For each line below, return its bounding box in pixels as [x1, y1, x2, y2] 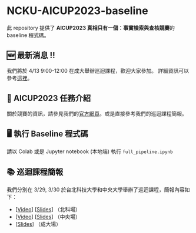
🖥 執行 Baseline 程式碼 [6, 129, 88, 139]
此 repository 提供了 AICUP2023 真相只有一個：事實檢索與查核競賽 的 [6, 24, 175, 31]
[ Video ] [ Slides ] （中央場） [15, 213, 81, 221]
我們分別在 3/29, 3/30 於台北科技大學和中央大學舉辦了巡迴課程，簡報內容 [6, 186, 185, 193]
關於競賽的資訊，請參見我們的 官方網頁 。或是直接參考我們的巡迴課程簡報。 [6, 110, 187, 117]
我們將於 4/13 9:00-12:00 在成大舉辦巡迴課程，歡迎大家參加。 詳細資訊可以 [6, 67, 189, 74]
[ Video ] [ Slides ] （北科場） [15, 206, 81, 213]
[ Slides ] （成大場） [15, 221, 61, 228]
